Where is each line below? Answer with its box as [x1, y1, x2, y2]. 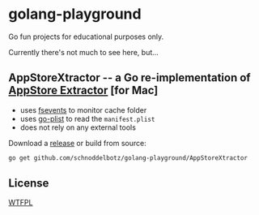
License [8, 176, 49, 191]
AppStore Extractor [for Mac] [8, 84, 159, 97]
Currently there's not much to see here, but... [8, 47, 159, 57]
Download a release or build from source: [8, 138, 147, 148]
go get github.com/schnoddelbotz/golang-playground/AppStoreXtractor [8, 153, 248, 162]
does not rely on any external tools [19, 123, 136, 132]
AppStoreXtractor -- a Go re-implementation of [8, 71, 251, 85]
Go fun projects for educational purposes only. [8, 32, 164, 41]
